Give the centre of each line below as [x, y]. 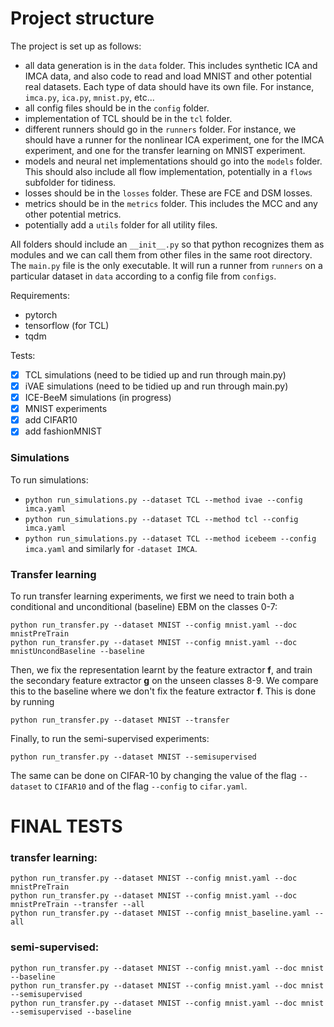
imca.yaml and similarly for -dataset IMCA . [111, 548]
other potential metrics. [73, 214]
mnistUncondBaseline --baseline [77, 651]
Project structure [82, 18]
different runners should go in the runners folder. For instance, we [160, 129]
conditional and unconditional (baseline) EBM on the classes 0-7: [144, 606]
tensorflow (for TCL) [67, 325]
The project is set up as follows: [76, 46]
